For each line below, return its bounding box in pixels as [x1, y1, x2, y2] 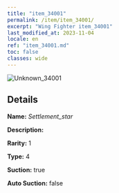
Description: [7, 125, 44, 134]
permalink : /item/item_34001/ [7, 17, 95, 23]
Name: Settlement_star [7, 112, 73, 121]
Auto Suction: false [7, 179, 64, 187]
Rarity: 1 [7, 139, 31, 147]
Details [7, 94, 38, 105]
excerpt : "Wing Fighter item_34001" [7, 23, 113, 30]
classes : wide [7, 55, 48, 62]
